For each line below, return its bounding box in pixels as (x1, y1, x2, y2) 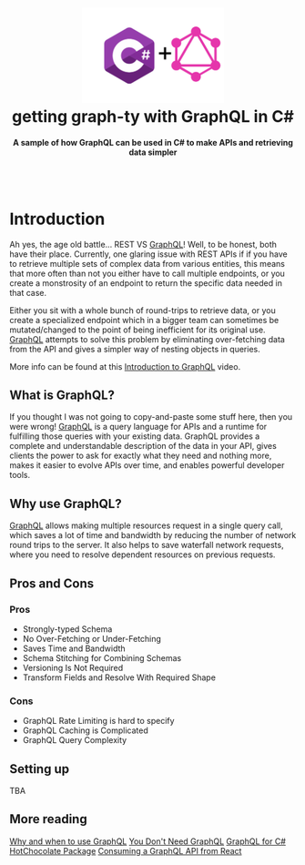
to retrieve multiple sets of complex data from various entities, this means (9, 258, 285, 269)
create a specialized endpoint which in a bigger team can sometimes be (9, 314, 280, 325)
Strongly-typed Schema (22, 623, 113, 635)
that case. (9, 287, 47, 298)
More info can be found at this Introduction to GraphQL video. (9, 361, 241, 371)
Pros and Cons (9, 575, 94, 591)
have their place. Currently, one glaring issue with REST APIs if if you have (9, 249, 289, 259)
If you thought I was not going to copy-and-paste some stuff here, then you (9, 412, 293, 422)
